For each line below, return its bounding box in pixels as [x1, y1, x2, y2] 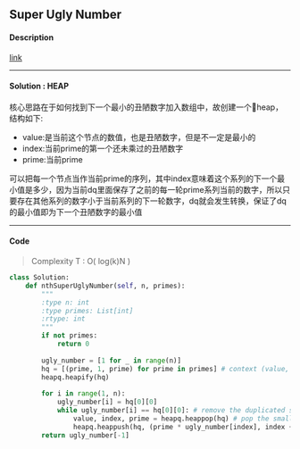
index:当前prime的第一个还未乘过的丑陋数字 [21, 143, 184, 154]
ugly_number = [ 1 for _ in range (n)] [41, 356, 181, 365]
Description [9, 31, 54, 43]
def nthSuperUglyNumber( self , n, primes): [25, 281, 186, 290]
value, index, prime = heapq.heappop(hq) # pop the [72, 414, 270, 423]
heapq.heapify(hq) [41, 372, 110, 382]
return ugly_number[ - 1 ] [41, 430, 129, 440]
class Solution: [9, 273, 70, 282]
